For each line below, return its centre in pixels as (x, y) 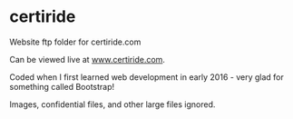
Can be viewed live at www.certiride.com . (88, 59)
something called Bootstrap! (62, 86)
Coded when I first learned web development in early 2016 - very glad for (146, 77)
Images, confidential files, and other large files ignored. (112, 104)
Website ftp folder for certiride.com (75, 42)
